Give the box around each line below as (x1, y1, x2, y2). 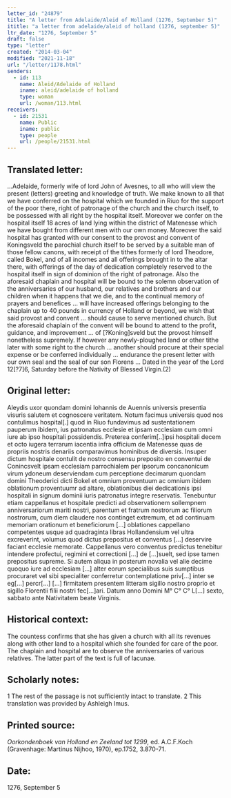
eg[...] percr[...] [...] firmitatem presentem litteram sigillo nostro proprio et (7, 579, 215, 587)
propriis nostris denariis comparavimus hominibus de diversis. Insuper (7, 447, 207, 456)
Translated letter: (7, 163, 83, 176)
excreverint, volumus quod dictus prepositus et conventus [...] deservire (7, 535, 212, 543)
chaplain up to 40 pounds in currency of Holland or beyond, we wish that (7, 306, 215, 314)
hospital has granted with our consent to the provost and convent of (7, 233, 201, 241)
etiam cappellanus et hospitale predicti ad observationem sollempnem (7, 498, 207, 507)
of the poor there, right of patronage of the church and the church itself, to (7, 204, 219, 212)
